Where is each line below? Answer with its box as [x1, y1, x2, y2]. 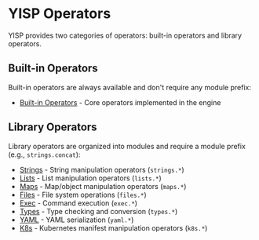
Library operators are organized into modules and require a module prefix [8, 141, 246, 151]
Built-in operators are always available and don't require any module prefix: [8, 82, 251, 92]
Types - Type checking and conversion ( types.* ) [19, 206, 178, 216]
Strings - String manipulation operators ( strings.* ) [19, 165, 184, 174]
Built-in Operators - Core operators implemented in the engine [19, 97, 221, 107]
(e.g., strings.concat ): [8, 150, 81, 159]
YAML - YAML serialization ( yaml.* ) [19, 215, 134, 224]
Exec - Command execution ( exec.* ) [19, 198, 138, 208]
